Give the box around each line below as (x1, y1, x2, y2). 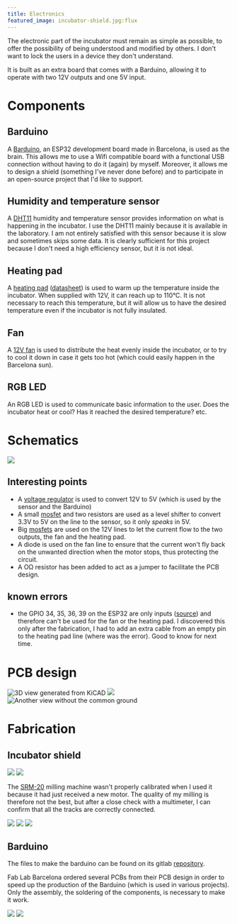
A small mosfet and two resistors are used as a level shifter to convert (17, 510, 221, 518)
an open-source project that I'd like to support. (7, 174, 144, 183)
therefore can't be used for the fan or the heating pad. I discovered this (17, 617, 225, 625)
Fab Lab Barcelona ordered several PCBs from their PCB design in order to (7, 873, 225, 881)
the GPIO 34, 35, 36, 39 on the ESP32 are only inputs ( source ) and (17, 609, 212, 618)
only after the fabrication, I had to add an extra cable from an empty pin (17, 625, 226, 633)
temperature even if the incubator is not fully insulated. (7, 306, 168, 315)
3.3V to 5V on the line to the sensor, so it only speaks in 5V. (17, 517, 191, 525)
